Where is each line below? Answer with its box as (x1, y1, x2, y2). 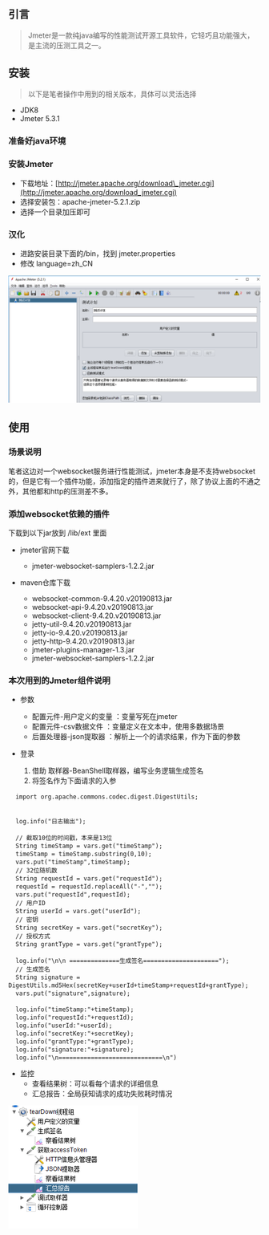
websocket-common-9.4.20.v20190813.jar (31, 594, 173, 603)
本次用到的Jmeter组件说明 (8, 675, 110, 686)
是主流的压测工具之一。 (27, 40, 106, 50)
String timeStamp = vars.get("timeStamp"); (15, 842, 163, 851)
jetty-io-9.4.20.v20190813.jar (31, 628, 128, 638)
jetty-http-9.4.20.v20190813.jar (31, 636, 135, 646)
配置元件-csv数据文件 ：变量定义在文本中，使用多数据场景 (31, 721, 225, 732)
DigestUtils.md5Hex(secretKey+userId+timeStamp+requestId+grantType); (8, 981, 249, 989)
